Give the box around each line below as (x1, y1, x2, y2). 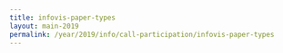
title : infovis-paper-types (9, 13, 116, 22)
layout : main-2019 (9, 22, 79, 31)
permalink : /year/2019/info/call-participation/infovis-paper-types (9, 30, 275, 39)
